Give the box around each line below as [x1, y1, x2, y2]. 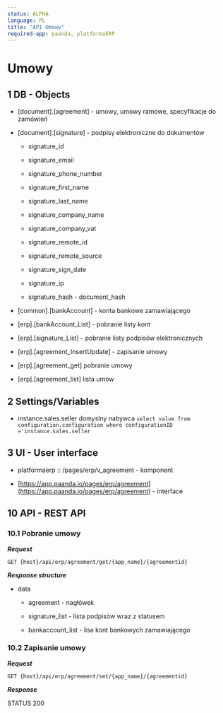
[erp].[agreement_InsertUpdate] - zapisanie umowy [17, 348, 168, 356]
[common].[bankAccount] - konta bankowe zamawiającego [17, 307, 191, 315]
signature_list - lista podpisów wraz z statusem [28, 612, 165, 620]
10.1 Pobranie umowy [7, 529, 81, 538]
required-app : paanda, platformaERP [7, 30, 115, 37]
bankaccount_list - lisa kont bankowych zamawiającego [28, 625, 191, 634]
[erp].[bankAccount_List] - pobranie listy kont [17, 320, 151, 329]
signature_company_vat [28, 224, 97, 233]
